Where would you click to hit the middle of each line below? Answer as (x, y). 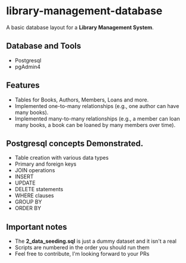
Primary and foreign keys (45, 164)
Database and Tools (44, 46)
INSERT (24, 177)
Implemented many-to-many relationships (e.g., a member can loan (97, 118)
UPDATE (25, 183)
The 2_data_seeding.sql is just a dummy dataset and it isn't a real (96, 241)
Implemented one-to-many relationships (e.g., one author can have (97, 106)
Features (23, 85)
